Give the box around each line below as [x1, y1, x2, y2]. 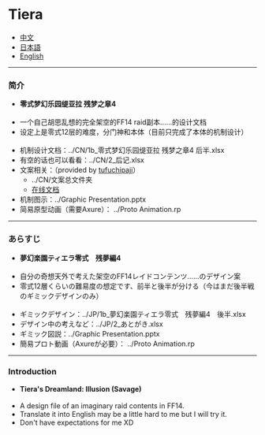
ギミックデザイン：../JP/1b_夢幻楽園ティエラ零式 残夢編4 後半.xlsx [19, 309, 246, 318]
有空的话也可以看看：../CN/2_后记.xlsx [19, 155, 144, 165]
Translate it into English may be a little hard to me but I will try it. [19, 409, 227, 418]
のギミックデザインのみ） [19, 291, 103, 300]
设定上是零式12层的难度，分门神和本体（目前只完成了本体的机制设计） [19, 128, 248, 137]
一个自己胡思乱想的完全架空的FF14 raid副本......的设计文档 [19, 117, 207, 127]
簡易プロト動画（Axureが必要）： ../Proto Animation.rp [19, 339, 195, 348]
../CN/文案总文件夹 [31, 175, 93, 184]
